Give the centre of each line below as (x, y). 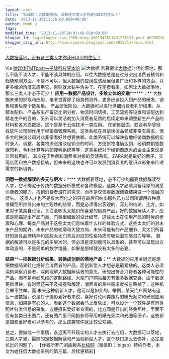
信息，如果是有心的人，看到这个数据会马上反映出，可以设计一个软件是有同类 (84, 303)
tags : (11, 29)
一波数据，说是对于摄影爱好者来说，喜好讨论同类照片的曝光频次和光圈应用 (87, 296)
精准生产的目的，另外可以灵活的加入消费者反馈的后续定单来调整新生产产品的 (84, 118)
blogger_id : (18, 38)
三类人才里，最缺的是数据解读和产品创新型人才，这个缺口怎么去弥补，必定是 (84, 338)
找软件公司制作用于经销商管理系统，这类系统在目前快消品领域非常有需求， (82, 131)
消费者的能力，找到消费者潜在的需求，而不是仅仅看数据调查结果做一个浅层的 (84, 192)
